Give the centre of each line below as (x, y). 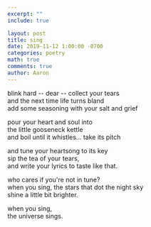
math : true (24, 60)
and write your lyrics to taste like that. (63, 166)
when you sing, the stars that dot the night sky (75, 187)
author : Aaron (28, 73)
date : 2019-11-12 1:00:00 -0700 (55, 47)
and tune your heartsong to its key (58, 150)
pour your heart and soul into (50, 122)
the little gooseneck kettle (45, 129)
